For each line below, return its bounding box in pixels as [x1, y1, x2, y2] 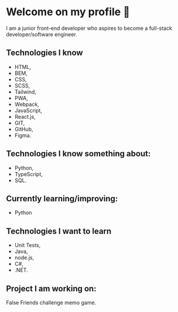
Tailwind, [14, 88, 37, 95]
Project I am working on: [6, 283, 97, 293]
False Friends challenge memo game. [6, 299, 97, 306]
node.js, [14, 254, 35, 261]
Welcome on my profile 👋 [6, 5, 131, 19]
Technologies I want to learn [6, 226, 112, 236]
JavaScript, [14, 107, 43, 114]
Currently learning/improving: [6, 193, 118, 204]
